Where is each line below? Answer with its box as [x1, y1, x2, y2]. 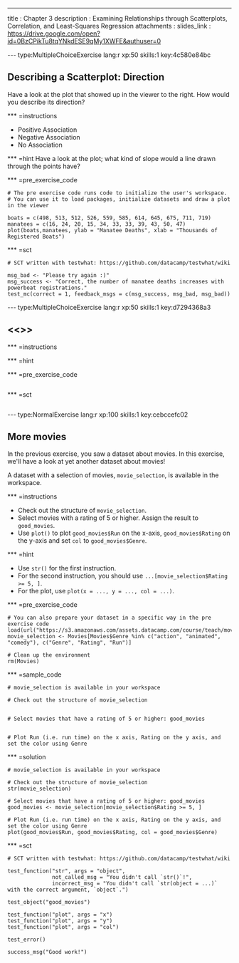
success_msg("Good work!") [7, 949, 87, 956]
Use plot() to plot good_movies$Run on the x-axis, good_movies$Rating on [17, 529, 230, 538]
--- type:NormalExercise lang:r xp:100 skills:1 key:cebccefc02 [7, 410, 188, 419]
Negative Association [17, 132, 80, 141]
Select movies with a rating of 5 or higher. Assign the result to [17, 514, 199, 522]
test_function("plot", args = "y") [7, 917, 113, 925]
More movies [7, 431, 67, 443]
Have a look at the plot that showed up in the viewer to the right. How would [7, 90, 230, 98]
